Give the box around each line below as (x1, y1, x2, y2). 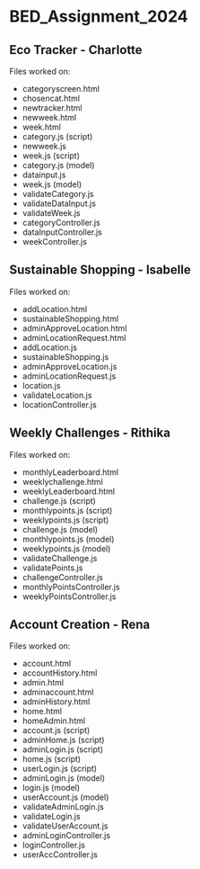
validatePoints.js (22, 562, 83, 573)
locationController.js (22, 399, 97, 410)
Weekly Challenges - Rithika (9, 426, 170, 441)
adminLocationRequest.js (22, 371, 117, 381)
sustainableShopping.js (22, 351, 109, 362)
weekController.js (22, 237, 88, 246)
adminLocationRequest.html (22, 332, 126, 343)
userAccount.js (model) (22, 792, 109, 802)
